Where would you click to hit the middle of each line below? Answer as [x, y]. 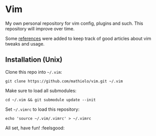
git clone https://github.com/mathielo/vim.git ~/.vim [64, 81]
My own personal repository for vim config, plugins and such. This [74, 23]
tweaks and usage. [25, 43]
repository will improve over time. [40, 28]
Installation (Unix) [34, 60]
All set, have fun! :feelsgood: [35, 128]
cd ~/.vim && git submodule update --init [50, 100]
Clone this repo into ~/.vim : [34, 72]
